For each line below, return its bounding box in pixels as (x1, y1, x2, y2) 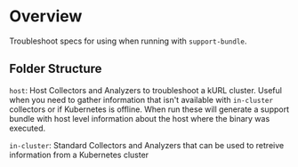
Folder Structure (9, 61, 102, 76)
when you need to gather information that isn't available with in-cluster (9, 94, 274, 105)
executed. (9, 123, 46, 133)
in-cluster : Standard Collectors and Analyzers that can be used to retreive (9, 139, 285, 150)
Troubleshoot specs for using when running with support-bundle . (9, 36, 247, 46)
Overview (9, 6, 83, 27)
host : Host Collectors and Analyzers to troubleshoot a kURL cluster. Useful (9, 84, 283, 95)
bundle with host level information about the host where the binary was (9, 113, 270, 123)
